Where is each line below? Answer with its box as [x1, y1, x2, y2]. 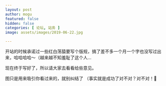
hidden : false [5, 21, 35, 26]
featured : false [5, 16, 39, 21]
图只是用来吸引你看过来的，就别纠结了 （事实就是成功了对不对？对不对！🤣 [5, 76, 157, 81]
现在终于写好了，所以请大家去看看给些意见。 [5, 65, 97, 71]
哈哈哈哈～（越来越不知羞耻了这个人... [13, 55, 92, 60]
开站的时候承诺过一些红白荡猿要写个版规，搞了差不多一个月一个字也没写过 [5, 49, 157, 54]
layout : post [5, 7, 32, 12]
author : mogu [5, 12, 32, 17]
